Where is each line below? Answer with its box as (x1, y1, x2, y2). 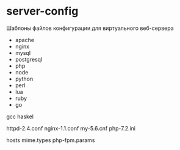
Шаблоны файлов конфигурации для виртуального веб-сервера (6, 24, 174, 32)
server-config (6, 4, 79, 18)
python (15, 75, 34, 82)
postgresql (15, 55, 43, 63)
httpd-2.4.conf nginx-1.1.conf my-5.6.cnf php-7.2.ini (6, 124, 136, 132)
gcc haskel (6, 113, 34, 120)
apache (15, 36, 35, 43)
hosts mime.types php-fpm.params (6, 136, 95, 144)
